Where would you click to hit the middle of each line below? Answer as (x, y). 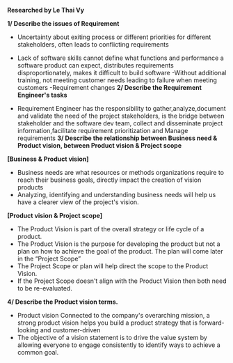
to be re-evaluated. (45, 288)
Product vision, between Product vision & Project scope (99, 145)
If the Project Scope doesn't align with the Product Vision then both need (122, 281)
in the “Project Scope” (49, 258)
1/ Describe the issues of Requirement (63, 23)
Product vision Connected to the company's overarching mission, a (113, 315)
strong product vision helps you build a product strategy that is (107, 323)
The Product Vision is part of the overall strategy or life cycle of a (111, 229)
